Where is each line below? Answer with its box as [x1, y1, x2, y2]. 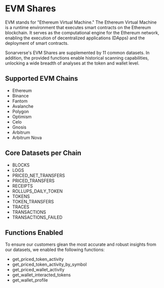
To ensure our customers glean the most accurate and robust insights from [5, 242, 157, 248]
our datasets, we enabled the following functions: [5, 247, 105, 253]
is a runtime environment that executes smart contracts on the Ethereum [5, 24, 151, 30]
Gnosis [12, 124, 27, 130]
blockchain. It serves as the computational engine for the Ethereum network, [5, 30, 160, 35]
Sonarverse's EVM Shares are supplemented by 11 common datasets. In [5, 50, 150, 56]
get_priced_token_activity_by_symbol [12, 261, 87, 267]
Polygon [12, 108, 29, 114]
